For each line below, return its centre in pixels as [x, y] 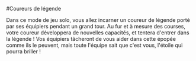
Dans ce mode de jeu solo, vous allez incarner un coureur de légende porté [98, 20]
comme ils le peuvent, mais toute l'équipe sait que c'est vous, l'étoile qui [94, 45]
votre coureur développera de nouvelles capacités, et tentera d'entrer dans [98, 33]
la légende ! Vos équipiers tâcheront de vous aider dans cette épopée [91, 39]
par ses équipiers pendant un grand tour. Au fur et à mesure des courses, [96, 26]
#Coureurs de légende [33, 9]
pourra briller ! [24, 52]
